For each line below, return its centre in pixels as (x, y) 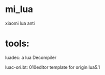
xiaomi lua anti (20, 23)
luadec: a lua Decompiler (31, 57)
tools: (17, 44)
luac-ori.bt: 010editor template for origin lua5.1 (52, 67)
